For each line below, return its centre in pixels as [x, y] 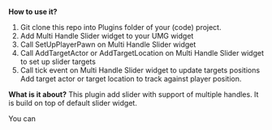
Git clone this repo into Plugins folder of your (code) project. [121, 27]
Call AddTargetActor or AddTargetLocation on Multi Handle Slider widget [142, 53]
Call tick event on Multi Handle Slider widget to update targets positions [140, 70]
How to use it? [33, 12]
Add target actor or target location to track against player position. [131, 79]
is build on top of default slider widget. [73, 103]
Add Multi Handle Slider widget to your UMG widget [107, 36]
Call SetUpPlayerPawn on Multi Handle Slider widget [108, 44]
